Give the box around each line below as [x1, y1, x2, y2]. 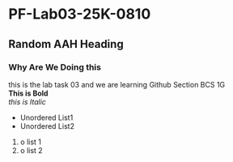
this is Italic [8, 96, 47, 106]
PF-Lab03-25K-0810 [8, 5, 151, 23]
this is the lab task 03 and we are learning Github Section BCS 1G [8, 79, 226, 89]
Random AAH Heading [8, 37, 124, 51]
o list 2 [19, 145, 43, 155]
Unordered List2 [19, 121, 75, 130]
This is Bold [8, 88, 49, 98]
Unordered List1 [19, 113, 74, 122]
